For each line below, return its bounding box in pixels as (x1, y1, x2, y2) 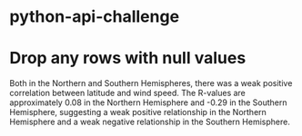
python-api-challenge (9, 6, 180, 27)
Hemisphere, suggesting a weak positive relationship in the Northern (9, 107, 267, 118)
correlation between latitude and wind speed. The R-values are (9, 88, 246, 99)
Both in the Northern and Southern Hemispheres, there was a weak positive (9, 78, 293, 89)
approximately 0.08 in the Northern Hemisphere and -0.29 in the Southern (9, 97, 287, 108)
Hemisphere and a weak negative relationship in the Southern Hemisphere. (9, 116, 291, 128)
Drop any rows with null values (9, 48, 247, 69)
